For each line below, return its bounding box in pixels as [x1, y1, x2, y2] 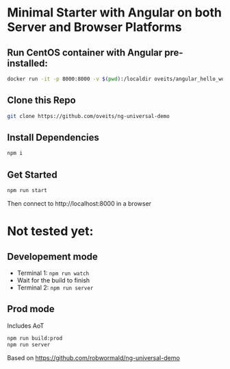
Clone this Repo [7, 95, 77, 106]
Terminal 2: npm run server [16, 283, 94, 291]
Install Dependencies [7, 132, 99, 143]
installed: [7, 57, 48, 69]
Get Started [7, 169, 57, 180]
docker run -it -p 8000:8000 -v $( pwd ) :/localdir [7, 75, 152, 82]
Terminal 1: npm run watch [16, 269, 90, 277]
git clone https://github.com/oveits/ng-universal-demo [7, 112, 170, 119]
